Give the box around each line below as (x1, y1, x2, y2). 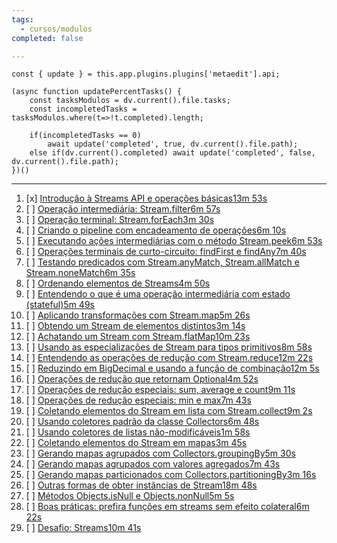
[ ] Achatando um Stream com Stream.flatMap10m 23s (25, 331, 251, 343)
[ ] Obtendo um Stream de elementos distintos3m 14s (25, 320, 246, 332)
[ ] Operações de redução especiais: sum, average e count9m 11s (25, 384, 296, 396)
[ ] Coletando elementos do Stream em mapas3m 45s (25, 437, 248, 449)
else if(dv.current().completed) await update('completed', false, (29, 148, 316, 158)
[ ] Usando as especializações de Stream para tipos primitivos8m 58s (25, 341, 313, 353)
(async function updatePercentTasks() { (11, 87, 183, 97)
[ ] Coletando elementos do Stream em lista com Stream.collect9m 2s (25, 405, 313, 417)
